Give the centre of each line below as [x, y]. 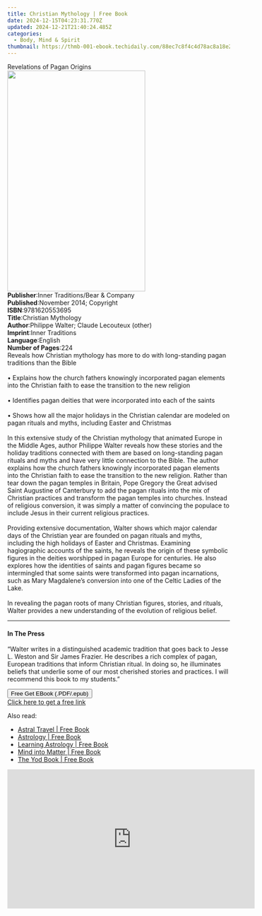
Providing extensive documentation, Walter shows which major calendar [112, 528]
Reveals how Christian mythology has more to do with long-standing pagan [117, 355]
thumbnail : [23, 47]
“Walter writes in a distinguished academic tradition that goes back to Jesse [118, 649]
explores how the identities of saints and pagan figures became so [104, 565]
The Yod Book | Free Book [55, 760]
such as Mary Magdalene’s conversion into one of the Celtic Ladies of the [114, 581]
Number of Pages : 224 [40, 348]
